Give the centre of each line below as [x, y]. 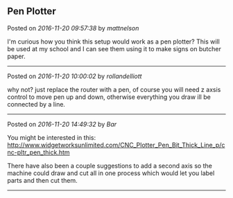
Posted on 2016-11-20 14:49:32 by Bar [62, 124]
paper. [16, 56]
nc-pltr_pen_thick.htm [39, 152]
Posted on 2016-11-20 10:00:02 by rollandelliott [75, 76]
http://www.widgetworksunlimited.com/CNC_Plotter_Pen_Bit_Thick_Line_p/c [116, 145]
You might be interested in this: [51, 137]
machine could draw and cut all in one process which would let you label [111, 173]
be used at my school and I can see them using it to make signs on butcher [114, 48]
